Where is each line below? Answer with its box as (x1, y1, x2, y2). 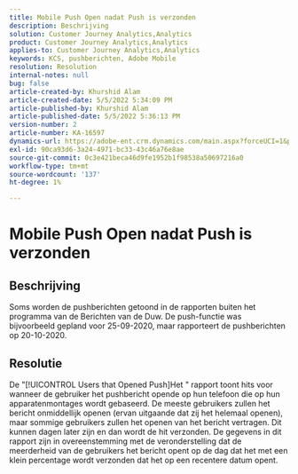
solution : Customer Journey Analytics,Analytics (9, 29, 192, 38)
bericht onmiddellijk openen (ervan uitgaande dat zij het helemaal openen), (9, 407, 284, 418)
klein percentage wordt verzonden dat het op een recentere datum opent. (9, 454, 278, 465)
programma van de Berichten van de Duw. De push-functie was (9, 312, 242, 322)
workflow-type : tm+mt (9, 162, 90, 170)
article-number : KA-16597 (9, 129, 105, 138)
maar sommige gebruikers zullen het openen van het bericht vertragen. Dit (9, 416, 282, 427)
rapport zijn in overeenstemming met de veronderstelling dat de (9, 436, 242, 446)
